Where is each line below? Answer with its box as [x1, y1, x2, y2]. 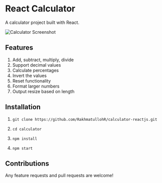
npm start [12, 146, 33, 151]
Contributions [5, 159, 49, 168]
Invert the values [12, 73, 47, 79]
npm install [12, 136, 37, 141]
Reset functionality [12, 78, 51, 84]
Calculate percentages [12, 67, 59, 73]
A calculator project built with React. [5, 19, 80, 25]
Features [5, 43, 33, 52]
